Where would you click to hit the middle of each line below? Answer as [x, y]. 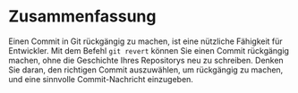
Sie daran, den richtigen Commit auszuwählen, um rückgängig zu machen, [146, 70]
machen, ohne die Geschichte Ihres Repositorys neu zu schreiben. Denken [146, 60]
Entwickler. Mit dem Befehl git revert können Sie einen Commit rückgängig [149, 50]
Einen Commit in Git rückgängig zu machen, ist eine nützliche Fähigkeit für [145, 41]
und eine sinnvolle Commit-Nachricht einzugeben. [101, 79]
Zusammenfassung [82, 17]
